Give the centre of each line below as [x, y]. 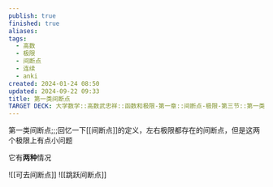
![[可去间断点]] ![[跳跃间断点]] [58, 175]
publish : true [32, 16]
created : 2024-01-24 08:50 [54, 83]
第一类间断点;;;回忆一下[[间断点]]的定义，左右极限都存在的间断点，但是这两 [134, 130]
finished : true [34, 23]
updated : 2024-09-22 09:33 [54, 91]
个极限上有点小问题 [41, 140]
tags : [17, 38]
